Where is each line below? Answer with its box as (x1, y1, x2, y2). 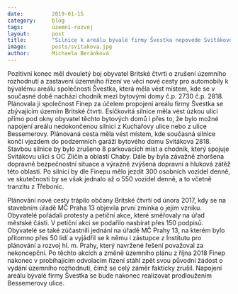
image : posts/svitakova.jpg (7, 43, 113, 50)
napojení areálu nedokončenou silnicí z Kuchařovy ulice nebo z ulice (7, 122, 207, 130)
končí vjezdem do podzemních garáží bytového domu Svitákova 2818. (7, 137, 211, 145)
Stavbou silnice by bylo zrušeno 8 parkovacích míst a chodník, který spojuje (7, 145, 229, 153)
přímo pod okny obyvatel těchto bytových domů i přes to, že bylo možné (7, 114, 219, 123)
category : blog (7, 17, 65, 24)
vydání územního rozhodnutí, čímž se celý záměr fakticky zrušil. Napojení (7, 264, 222, 272)
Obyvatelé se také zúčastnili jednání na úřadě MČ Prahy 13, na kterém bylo (7, 226, 225, 234)
